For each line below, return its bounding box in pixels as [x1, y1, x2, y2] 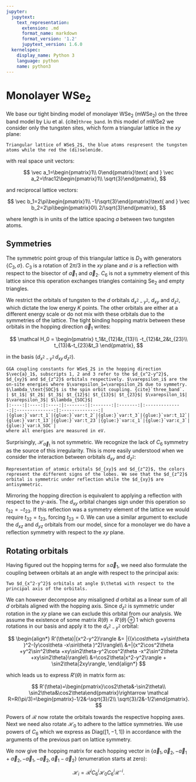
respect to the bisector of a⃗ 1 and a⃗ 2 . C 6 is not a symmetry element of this [6, 270, 190, 278]
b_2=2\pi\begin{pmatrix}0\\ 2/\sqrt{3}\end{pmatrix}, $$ [31, 204, 166, 211]
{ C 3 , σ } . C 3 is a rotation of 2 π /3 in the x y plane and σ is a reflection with [6, 262, 179, 271]
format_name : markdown [21, 31, 77, 37]
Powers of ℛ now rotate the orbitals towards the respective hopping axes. [6, 714, 185, 721]
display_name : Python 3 [16, 52, 75, 58]
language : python [16, 58, 59, 64]
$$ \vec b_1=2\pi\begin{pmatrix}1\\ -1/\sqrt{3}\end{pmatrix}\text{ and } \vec [7, 198, 190, 205]
